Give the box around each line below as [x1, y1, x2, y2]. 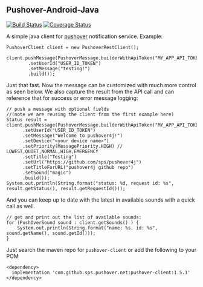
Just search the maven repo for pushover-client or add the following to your [6, 246, 197, 253]
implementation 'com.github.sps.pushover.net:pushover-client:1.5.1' [11, 269, 190, 275]
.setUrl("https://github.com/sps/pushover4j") [22, 159, 142, 165]
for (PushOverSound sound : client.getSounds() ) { [6, 219, 139, 226]
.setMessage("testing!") [28, 65, 91, 71]
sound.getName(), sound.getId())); [6, 230, 96, 236]
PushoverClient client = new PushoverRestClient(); [6, 44, 139, 50]
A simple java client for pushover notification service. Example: [6, 33, 163, 40]
